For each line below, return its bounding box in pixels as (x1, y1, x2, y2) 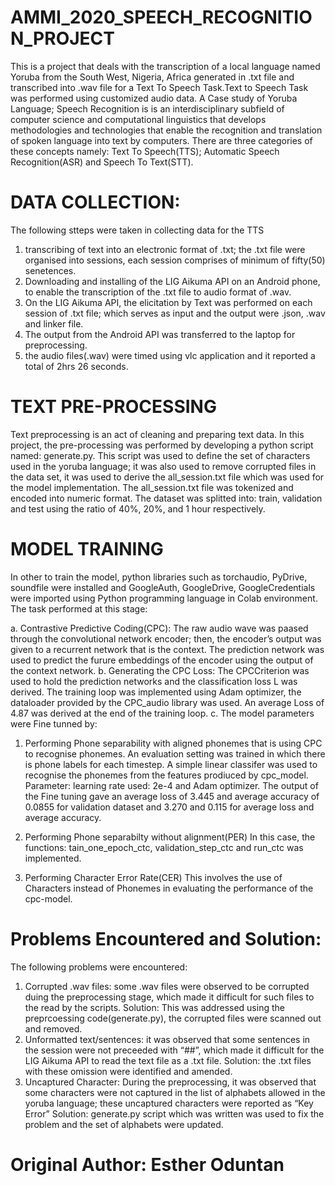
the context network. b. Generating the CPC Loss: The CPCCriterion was (10, 664, 310, 676)
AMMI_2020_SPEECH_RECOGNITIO (10, 6, 313, 29)
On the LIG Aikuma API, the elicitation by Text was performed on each (24, 296, 313, 308)
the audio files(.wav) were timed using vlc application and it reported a (24, 349, 316, 361)
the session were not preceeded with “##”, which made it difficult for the (24, 1044, 325, 1056)
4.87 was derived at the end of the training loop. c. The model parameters (10, 707, 315, 719)
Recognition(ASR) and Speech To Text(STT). (10, 156, 194, 168)
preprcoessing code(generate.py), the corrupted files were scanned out (24, 1012, 322, 1024)
